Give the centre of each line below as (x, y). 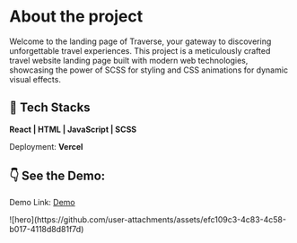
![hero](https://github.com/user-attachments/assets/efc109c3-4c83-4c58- (148, 219)
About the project (76, 17)
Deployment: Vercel (46, 146)
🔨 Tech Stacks (50, 108)
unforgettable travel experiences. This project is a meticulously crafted (140, 50)
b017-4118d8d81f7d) (47, 229)
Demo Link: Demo (43, 202)
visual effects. (35, 79)
